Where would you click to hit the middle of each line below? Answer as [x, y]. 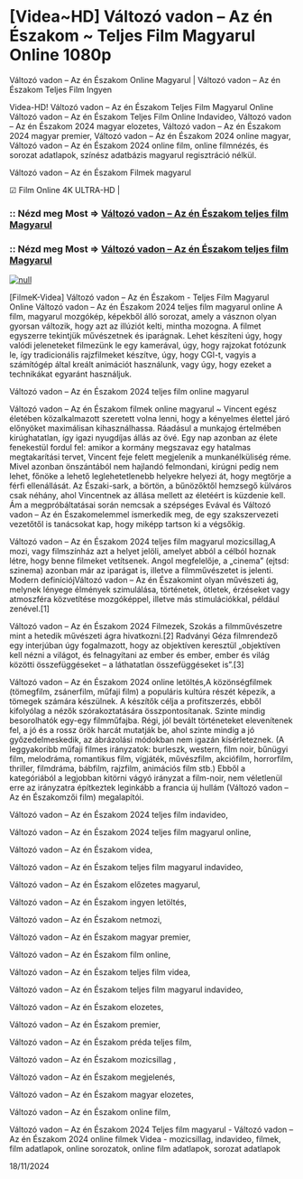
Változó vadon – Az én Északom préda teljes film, [101, 1042]
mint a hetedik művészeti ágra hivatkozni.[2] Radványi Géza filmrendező [143, 636]
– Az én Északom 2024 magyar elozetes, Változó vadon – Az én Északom [145, 126]
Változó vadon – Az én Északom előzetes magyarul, [105, 885]
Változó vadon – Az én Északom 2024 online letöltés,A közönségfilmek [141, 682]
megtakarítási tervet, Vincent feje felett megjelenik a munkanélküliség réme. [150, 457]
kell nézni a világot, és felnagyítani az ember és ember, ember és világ [140, 655]
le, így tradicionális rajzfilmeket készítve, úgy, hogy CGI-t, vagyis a [133, 355]
